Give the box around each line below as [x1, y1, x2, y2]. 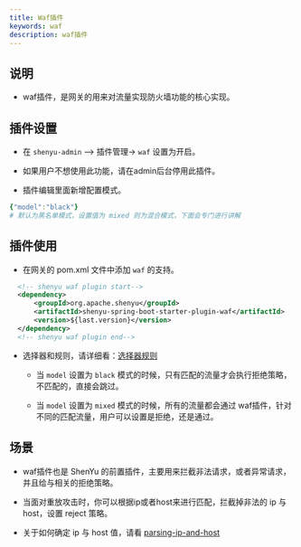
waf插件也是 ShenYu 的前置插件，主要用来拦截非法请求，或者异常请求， [22, 466, 292, 476]
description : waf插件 [9, 30, 89, 39]
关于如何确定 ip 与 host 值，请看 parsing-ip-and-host [22, 526, 221, 538]
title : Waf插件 [9, 13, 64, 23]
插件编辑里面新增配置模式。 [22, 184, 127, 195]
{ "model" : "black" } [9, 203, 79, 212]
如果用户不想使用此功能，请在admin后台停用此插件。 [22, 165, 221, 176]
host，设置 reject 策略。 [22, 507, 113, 518]
